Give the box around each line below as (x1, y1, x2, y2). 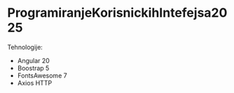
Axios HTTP (17, 78, 53, 87)
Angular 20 (17, 56, 50, 64)
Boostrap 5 (17, 64, 50, 72)
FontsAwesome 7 (17, 71, 68, 80)
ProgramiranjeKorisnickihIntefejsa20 (7, 5, 228, 21)
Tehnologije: (7, 43, 43, 51)
